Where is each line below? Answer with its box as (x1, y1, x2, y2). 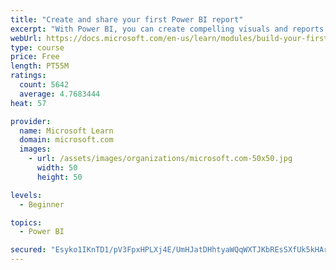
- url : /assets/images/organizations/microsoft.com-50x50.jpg (28, 154, 293, 164)
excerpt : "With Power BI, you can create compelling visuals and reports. (10, 24, 329, 34)
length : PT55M (10, 61, 70, 71)
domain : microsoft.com (19, 135, 114, 145)
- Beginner (19, 199, 65, 210)
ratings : (10, 71, 47, 81)
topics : (10, 217, 43, 228)
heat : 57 (10, 98, 47, 108)
